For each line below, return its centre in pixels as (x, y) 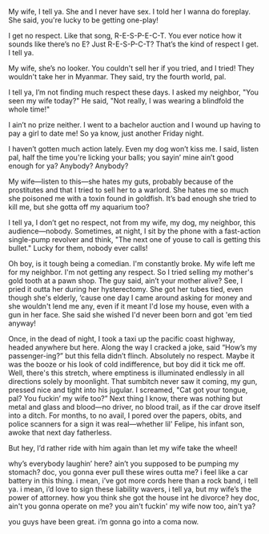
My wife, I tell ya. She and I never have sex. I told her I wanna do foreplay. (129, 12)
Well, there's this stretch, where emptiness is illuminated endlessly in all (126, 373)
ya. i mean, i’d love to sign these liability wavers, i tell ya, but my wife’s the (130, 489)
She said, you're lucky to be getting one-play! (83, 20)
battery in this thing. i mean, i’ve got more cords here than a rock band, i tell (133, 481)
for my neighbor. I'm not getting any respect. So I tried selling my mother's (131, 272)
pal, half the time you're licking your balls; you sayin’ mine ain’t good (121, 157)
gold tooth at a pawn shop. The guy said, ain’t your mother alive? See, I (125, 281)
